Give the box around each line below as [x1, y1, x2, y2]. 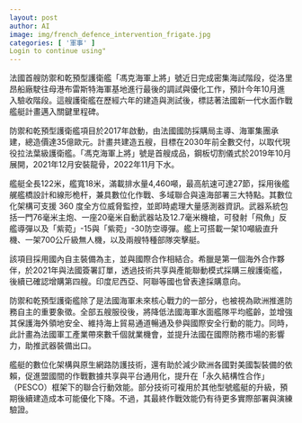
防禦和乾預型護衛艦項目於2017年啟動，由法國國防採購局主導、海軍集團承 [9, 125, 279, 136]
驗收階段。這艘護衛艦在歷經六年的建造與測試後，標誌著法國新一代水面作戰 [16, 95, 293, 106]
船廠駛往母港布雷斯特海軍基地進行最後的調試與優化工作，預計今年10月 [16, 84, 278, 94]
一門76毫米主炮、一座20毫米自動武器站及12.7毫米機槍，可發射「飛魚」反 [16, 212, 288, 223]
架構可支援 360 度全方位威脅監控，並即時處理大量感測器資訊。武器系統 [16, 201, 281, 211]
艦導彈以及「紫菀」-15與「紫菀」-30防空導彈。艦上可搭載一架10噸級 [9, 223, 263, 234]
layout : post [9, 13, 58, 22]
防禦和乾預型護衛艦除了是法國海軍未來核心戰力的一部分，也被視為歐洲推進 [9, 295, 285, 306]
